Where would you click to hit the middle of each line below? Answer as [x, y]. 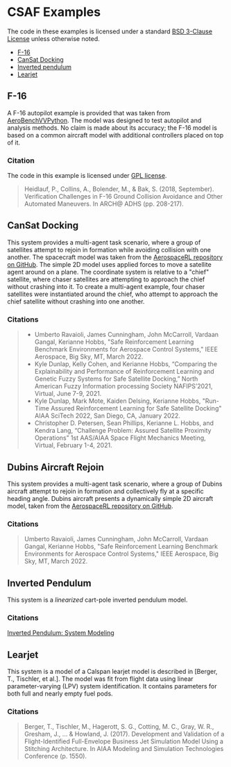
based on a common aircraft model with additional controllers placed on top [115, 135]
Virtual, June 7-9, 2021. [68, 394]
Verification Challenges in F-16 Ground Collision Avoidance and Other [123, 197]
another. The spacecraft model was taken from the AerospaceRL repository [115, 257]
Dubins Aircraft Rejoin [55, 467]
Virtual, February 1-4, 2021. [73, 445]
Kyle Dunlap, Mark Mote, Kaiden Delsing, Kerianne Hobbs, [118, 401]
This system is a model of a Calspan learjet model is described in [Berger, [112, 672]
